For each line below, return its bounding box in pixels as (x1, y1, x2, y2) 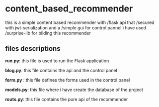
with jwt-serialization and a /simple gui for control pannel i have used (5, 24, 147, 30)
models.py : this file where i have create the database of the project (5, 87, 143, 93)
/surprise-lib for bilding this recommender (5, 30, 91, 36)
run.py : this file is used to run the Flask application (5, 58, 109, 64)
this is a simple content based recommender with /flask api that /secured (5, 19, 155, 25)
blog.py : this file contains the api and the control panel (5, 67, 118, 73)
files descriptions (5, 44, 61, 53)
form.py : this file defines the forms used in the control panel (5, 77, 130, 83)
